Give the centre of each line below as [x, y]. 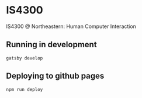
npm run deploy [25, 89]
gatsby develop [25, 58]
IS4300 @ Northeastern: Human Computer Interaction [71, 26]
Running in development [52, 45]
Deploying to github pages [55, 76]
